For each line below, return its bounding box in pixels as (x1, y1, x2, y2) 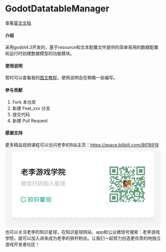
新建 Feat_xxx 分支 (12, 105, 50, 111)
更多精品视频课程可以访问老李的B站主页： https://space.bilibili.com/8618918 (5, 142, 159, 148)
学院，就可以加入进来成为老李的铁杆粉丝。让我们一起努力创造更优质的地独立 (5, 235, 161, 241)
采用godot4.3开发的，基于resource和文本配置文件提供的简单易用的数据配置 (5, 44, 159, 50)
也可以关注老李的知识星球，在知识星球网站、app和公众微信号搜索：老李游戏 (5, 229, 161, 235)
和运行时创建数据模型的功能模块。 (5, 51, 75, 57)
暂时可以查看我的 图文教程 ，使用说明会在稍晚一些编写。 (5, 75, 118, 81)
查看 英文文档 (5, 20, 31, 26)
